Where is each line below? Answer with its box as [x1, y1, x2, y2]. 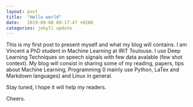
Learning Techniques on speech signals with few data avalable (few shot [6, 53, 182, 61]
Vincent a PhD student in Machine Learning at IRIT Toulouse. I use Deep [6, 48, 181, 55]
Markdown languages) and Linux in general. [6, 72, 113, 79]
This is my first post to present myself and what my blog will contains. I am [6, 41, 187, 48]
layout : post [6, 8, 38, 15]
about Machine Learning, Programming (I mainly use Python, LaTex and [6, 66, 179, 73]
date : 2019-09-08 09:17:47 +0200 [6, 19, 94, 25]
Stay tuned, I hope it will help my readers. [6, 83, 107, 91]
